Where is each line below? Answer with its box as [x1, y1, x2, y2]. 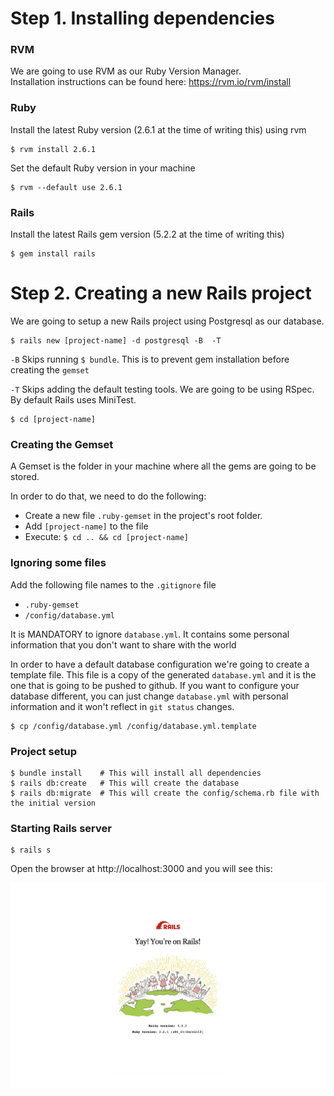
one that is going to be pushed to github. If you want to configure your [10, 679, 300, 691]
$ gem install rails [10, 249, 97, 259]
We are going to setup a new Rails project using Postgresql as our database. [10, 315, 325, 327]
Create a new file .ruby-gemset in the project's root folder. [24, 510, 263, 522]
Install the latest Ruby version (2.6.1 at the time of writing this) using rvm [10, 123, 307, 136]
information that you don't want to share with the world [10, 638, 237, 651]
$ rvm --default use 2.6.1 [10, 182, 123, 192]
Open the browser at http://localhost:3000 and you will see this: [10, 863, 273, 875]
